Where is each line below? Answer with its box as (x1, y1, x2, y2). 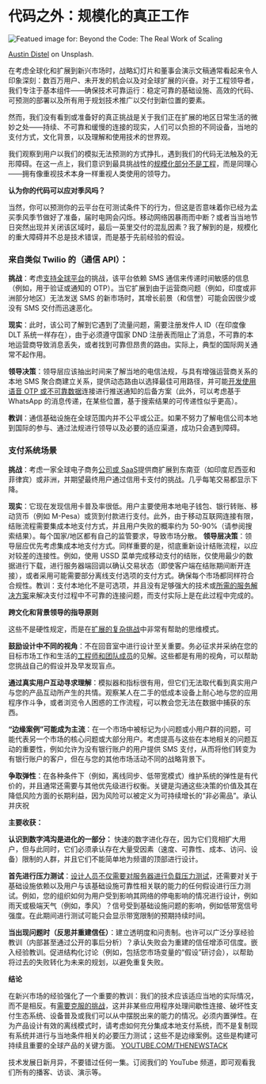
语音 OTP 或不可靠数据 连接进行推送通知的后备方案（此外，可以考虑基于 (8, 386, 241, 396)
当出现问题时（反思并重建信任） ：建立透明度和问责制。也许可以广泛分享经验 (8, 927, 255, 937)
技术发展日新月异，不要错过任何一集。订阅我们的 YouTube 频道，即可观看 (8, 1057, 249, 1067)
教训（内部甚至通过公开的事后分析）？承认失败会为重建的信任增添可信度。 (8, 937, 251, 947)
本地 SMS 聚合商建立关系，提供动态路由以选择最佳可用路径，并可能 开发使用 (8, 377, 256, 386)
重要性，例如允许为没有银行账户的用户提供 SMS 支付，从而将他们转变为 (21, 744, 256, 753)
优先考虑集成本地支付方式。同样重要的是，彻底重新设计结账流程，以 (28, 541, 251, 550)
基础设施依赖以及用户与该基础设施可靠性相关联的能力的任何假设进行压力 (8, 881, 244, 891)
